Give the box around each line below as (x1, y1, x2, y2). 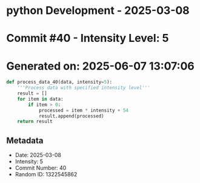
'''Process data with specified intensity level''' (17, 85, 150, 91)
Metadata (6, 135, 44, 145)
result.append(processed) (38, 113, 104, 119)
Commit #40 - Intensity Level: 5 (6, 32, 169, 45)
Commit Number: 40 (15, 164, 67, 171)
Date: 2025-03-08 (15, 151, 62, 159)
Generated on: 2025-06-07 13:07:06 (6, 59, 195, 73)
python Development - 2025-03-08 (6, 4, 190, 18)
